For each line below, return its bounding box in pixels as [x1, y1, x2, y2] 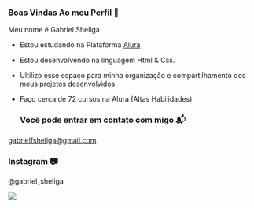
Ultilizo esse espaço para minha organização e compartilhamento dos [19, 71, 246, 80]
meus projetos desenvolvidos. [19, 79, 117, 89]
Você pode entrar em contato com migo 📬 [19, 114, 186, 125]
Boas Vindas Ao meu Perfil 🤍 [8, 7, 120, 18]
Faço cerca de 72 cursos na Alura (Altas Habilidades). [19, 95, 195, 104]
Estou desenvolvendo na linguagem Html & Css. [19, 55, 175, 65]
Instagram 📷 [8, 155, 59, 166]
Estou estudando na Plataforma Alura [19, 40, 141, 50]
